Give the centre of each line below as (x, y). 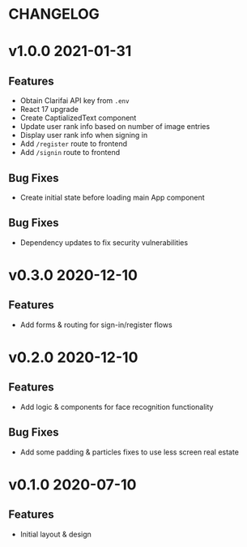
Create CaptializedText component (78, 118)
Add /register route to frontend (74, 144)
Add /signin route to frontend (70, 153)
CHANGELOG (54, 14)
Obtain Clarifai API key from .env (75, 101)
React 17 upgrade (49, 110)
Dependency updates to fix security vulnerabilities (104, 242)
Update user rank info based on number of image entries (115, 127)
